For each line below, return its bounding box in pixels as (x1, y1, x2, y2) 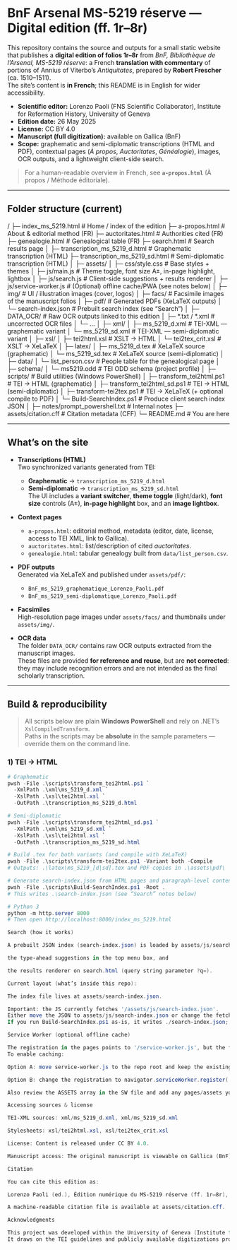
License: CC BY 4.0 (17, 124, 75, 133)
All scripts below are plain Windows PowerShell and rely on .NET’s (24, 717, 220, 726)
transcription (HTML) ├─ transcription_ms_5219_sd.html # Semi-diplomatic (7, 252, 224, 260)
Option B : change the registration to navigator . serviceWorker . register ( (7, 1076, 229, 1083)
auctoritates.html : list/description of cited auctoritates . (28, 541, 192, 550)
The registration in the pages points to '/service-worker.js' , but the (7, 1044, 226, 1051)
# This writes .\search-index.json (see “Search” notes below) (7, 890, 197, 897)
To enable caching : (7, 1051, 65, 1058)
